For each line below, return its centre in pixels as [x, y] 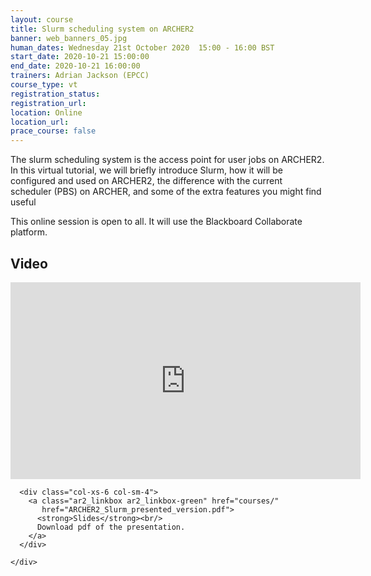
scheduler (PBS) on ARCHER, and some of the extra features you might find [166, 192]
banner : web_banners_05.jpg [69, 38]
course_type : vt [44, 85]
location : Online [46, 112]
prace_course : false [53, 131]
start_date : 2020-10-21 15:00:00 [80, 57]
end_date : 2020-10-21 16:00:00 [75, 66]
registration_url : [48, 103]
